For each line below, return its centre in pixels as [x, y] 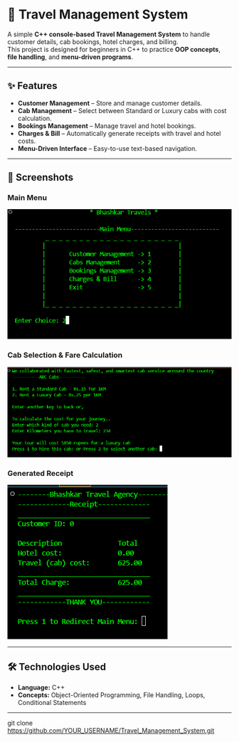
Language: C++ [41, 688]
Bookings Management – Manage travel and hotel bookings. [107, 126]
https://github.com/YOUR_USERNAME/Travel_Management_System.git [111, 731]
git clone [20, 723]
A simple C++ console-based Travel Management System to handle [109, 34]
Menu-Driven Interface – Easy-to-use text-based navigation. [107, 148]
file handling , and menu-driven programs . [70, 57]
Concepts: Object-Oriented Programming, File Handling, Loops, [111, 695]
